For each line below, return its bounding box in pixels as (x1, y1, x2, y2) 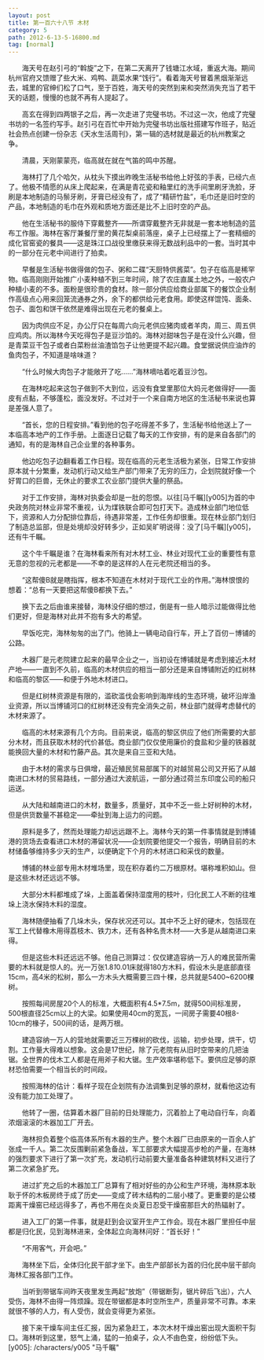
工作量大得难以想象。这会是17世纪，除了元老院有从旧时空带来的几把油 (21, 1045, 249, 1054)
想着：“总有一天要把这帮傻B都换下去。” (8, 585, 133, 594)
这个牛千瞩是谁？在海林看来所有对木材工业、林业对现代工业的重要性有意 (21, 549, 256, 558)
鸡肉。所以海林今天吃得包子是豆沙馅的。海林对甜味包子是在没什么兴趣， (14, 331, 249, 340)
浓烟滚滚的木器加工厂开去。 (8, 1118, 98, 1127)
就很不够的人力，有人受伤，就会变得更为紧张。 (8, 1307, 159, 1316)
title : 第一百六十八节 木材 (8, 19, 90, 27)
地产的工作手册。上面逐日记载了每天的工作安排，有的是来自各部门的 (35, 430, 256, 439)
